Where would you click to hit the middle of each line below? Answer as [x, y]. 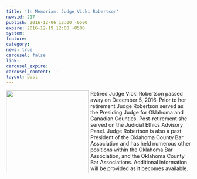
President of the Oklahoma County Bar [137, 137]
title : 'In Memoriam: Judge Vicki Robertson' [62, 11]
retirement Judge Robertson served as [137, 106]
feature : [17, 39]
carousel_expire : [27, 66]
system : [16, 33]
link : [13, 60]
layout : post [22, 77]
